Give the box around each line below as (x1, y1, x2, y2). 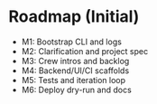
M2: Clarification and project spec (21, 45, 149, 56)
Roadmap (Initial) (8, 6, 140, 27)
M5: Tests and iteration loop (21, 74, 126, 85)
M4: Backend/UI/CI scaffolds (21, 65, 130, 76)
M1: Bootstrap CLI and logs (21, 36, 123, 47)
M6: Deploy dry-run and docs (21, 84, 132, 95)
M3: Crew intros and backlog (21, 55, 130, 66)
